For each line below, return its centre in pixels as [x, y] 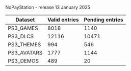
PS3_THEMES [24, 45]
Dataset [25, 20]
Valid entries [63, 20]
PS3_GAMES [23, 28]
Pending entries [103, 20]
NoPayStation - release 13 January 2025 [48, 7]
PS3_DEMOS [23, 61]
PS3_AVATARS [25, 53]
